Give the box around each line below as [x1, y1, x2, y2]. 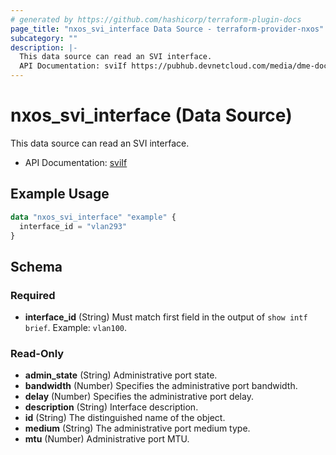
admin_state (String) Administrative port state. [24, 369, 218, 381]
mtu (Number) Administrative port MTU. [24, 433, 190, 445]
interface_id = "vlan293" [19, 221, 128, 231]
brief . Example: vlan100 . [24, 322, 128, 334]
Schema [10, 258, 63, 275]
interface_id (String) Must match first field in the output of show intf [24, 311, 308, 323]
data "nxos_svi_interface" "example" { [10, 212, 177, 222]
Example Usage [10, 186, 110, 203]
